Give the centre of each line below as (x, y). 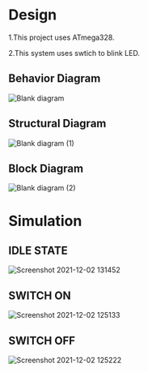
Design (33, 15)
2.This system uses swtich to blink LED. (74, 53)
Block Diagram (46, 168)
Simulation (45, 221)
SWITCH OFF (42, 341)
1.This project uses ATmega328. (61, 37)
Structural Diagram (57, 124)
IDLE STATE (38, 250)
